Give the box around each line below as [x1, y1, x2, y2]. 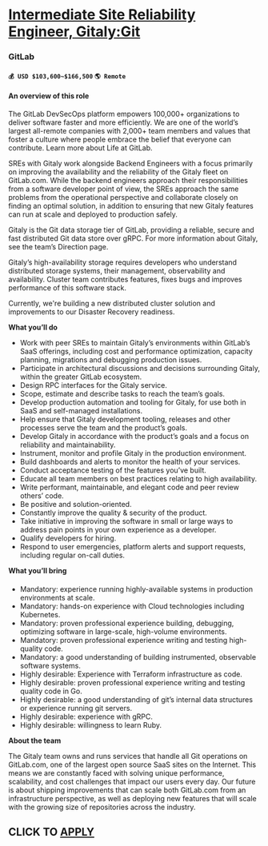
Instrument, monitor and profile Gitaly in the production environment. [19, 448, 246, 457]
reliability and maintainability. [19, 440, 116, 449]
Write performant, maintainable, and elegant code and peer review [19, 482, 240, 492]
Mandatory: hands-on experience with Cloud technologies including [19, 601, 245, 611]
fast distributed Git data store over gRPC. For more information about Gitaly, [8, 233, 258, 243]
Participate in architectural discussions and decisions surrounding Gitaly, [19, 363, 260, 373]
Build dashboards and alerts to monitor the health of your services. [19, 457, 241, 466]
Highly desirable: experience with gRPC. [19, 712, 154, 721]
